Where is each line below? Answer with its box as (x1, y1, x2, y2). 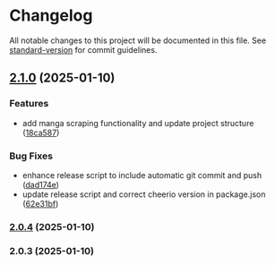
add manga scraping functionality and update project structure (21, 117, 254, 128)
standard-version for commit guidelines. (9, 44, 158, 55)
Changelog (9, 5, 93, 26)
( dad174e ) (21, 179, 60, 190)
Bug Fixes (9, 150, 54, 162)
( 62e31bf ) (21, 198, 59, 209)
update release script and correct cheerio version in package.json (21, 189, 266, 200)
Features (9, 98, 49, 110)
